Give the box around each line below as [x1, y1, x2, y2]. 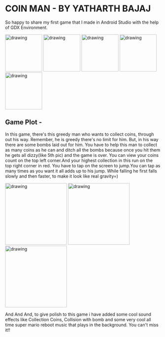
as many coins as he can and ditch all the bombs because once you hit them [5, 147, 161, 153]
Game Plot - [5, 118, 42, 126]
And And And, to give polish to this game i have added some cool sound [5, 311, 152, 317]
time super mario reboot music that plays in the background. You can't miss [5, 322, 159, 328]
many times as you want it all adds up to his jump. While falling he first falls [5, 168, 157, 174]
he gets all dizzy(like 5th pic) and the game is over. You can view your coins [5, 152, 159, 158]
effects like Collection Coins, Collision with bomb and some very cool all [5, 316, 151, 322]
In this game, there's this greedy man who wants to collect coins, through [5, 131, 154, 137]
